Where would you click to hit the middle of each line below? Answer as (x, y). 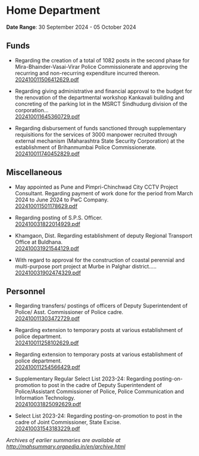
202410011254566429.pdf (47, 367)
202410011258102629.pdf (47, 343)
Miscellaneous (34, 172)
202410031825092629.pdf (48, 404)
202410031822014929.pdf (48, 224)
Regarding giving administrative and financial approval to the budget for (103, 91)
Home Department (53, 10)
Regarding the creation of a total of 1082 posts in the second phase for (102, 60)
